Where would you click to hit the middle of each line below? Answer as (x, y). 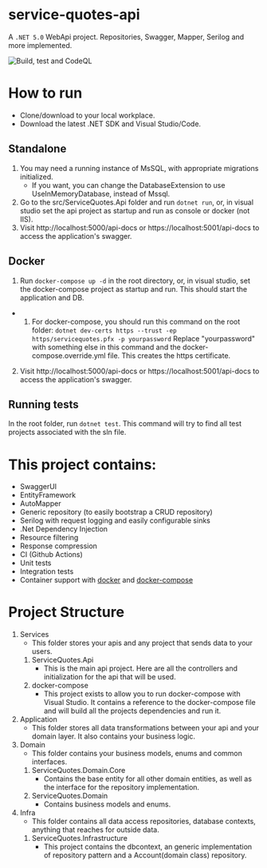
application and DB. (52, 297)
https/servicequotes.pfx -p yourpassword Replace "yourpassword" (143, 338)
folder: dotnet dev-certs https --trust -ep (104, 330)
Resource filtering (49, 538)
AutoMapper (40, 504)
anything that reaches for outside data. (95, 830)
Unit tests (35, 563)
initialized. (36, 177)
